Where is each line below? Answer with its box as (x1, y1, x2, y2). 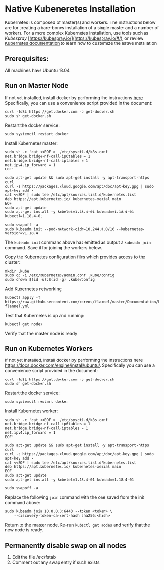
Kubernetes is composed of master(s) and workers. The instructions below (5, 20, 156, 25)
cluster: (5, 259, 20, 265)
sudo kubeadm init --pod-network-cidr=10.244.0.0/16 (5, 226, 115, 232)
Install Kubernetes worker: (5, 408, 58, 414)
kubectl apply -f (5, 295, 41, 300)
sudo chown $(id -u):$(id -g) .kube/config (5, 277, 95, 282)
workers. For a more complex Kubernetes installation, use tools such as (5, 30, 149, 36)
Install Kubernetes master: (5, 140, 58, 146)
